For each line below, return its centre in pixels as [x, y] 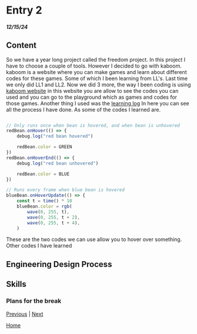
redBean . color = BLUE [43, 174]
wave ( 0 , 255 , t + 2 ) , [54, 217]
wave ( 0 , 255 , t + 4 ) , [54, 223]
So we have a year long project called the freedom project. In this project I [96, 59]
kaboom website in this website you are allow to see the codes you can [92, 91]
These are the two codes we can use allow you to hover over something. [94, 239]
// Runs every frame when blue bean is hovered [66, 190]
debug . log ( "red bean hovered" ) [55, 136]
